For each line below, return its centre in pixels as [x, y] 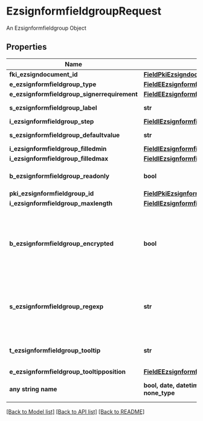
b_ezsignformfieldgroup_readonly [60, 176]
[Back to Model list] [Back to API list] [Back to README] [76, 411]
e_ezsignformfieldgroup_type [53, 84]
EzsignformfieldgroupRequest [84, 11]
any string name [33, 389]
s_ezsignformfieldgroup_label [53, 107]
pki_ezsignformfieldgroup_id [52, 194]
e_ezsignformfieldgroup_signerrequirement [73, 94]
